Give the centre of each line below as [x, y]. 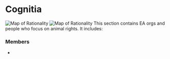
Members [17, 41]
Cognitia [24, 9]
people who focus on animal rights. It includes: [54, 28]
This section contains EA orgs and [129, 23]
